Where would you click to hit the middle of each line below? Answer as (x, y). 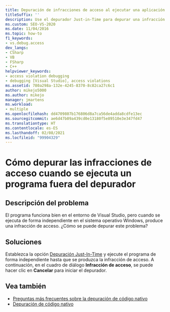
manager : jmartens (25, 100)
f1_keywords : (19, 39)
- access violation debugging (37, 76)
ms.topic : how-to (24, 34)
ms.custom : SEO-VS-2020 (31, 24)
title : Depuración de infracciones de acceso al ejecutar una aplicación (85, 10)
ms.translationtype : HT (31, 123)
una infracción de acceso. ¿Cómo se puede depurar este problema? (77, 226)
